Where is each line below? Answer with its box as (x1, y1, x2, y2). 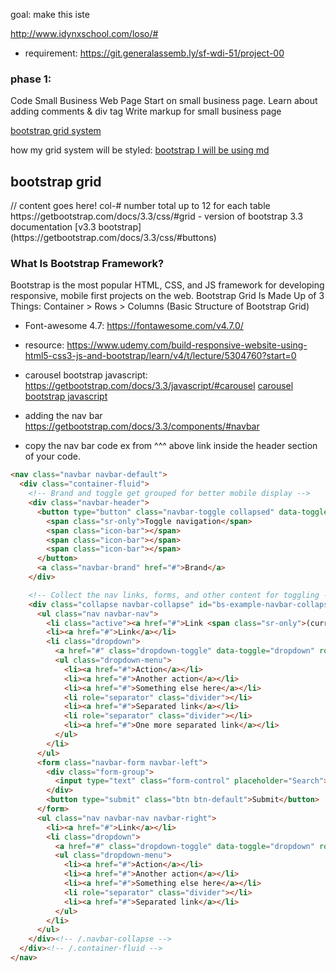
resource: (24, 339, 65, 351)
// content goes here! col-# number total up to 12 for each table (10, 200, 271, 212)
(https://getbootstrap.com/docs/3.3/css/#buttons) (10, 232, 217, 244)
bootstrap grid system (10, 125, 102, 137)
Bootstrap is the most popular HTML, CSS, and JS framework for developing (10, 279, 325, 291)
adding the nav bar (24, 410, 103, 422)
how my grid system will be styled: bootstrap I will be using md (10, 144, 270, 156)
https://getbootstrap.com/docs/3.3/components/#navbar (24, 420, 260, 433)
